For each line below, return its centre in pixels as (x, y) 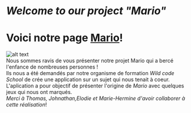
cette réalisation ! (27, 105)
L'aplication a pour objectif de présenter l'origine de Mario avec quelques (95, 86)
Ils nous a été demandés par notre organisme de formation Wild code (90, 73)
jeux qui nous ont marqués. (39, 92)
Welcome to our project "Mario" (86, 11)
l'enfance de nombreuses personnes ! (52, 67)
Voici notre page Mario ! (65, 38)
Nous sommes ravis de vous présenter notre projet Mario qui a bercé (90, 61)
